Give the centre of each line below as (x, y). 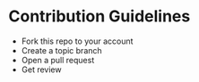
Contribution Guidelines (99, 16)
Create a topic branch (61, 50)
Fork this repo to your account (77, 41)
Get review (41, 70)
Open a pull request (58, 60)
